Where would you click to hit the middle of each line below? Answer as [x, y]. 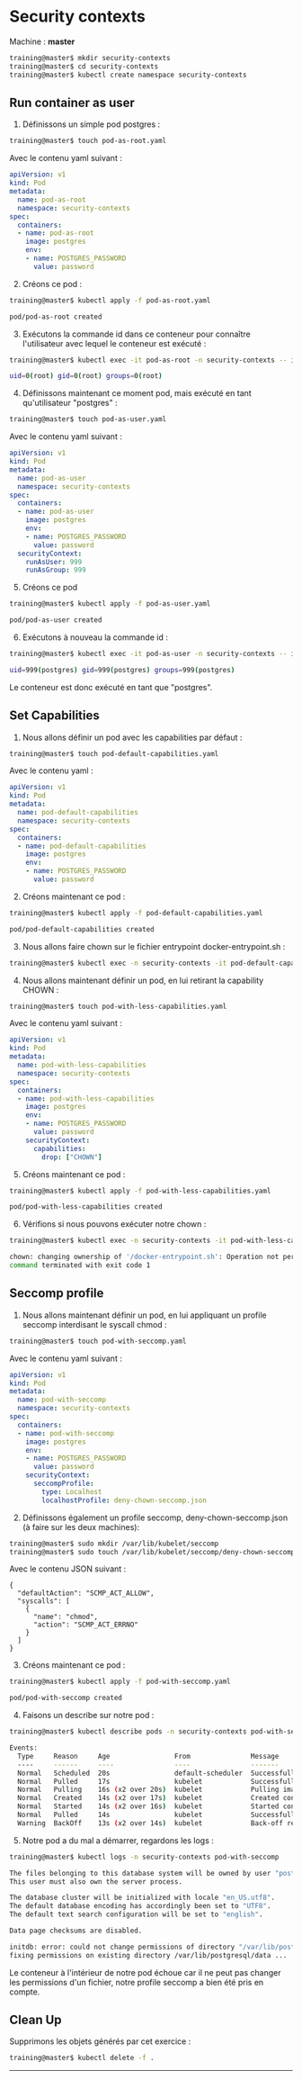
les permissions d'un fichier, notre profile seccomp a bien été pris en [137, 1982]
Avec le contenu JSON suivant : [68, 1569]
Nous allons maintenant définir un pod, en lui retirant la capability [143, 980]
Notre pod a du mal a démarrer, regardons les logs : [118, 1840]
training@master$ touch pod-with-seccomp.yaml [98, 1341]
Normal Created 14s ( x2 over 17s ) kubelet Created [148, 1798]
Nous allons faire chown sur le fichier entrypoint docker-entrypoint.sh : [154, 946]
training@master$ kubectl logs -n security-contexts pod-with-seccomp [144, 1857]
